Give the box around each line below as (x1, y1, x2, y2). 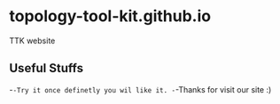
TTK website (9, 35, 56, 46)
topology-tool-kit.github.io (9, 6, 211, 26)
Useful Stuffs (9, 61, 84, 76)
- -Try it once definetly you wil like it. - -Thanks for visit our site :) (9, 84, 272, 94)
